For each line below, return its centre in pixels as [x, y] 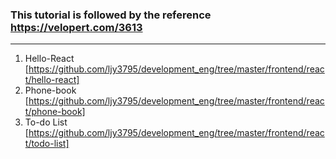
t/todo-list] [47, 144]
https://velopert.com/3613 [76, 27]
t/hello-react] [52, 80]
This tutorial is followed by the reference [111, 15]
